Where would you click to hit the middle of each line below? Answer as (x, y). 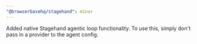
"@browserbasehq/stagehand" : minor (50, 11)
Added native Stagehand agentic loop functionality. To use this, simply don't (98, 28)
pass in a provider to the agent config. (52, 34)
